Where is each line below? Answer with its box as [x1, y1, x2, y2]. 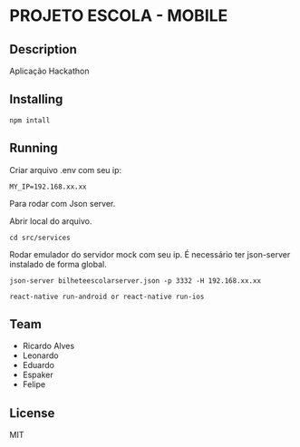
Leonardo [22, 350, 59, 361]
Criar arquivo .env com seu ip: [9, 164, 122, 175]
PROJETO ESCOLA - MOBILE [9, 5, 228, 26]
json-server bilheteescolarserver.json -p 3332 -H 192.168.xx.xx [9, 276, 261, 286]
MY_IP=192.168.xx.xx [9, 182, 88, 191]
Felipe [22, 379, 46, 390]
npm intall [9, 115, 51, 125]
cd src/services [9, 233, 71, 242]
